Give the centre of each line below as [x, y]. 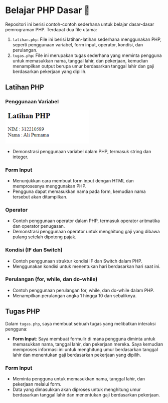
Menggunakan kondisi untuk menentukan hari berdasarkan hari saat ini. [86, 266]
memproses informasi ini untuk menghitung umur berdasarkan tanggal [85, 349]
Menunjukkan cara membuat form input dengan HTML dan [73, 180]
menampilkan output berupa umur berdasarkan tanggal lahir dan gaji [83, 66]
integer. [20, 157]
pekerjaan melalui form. [37, 384]
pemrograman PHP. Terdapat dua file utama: [51, 29]
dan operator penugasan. [39, 226]
